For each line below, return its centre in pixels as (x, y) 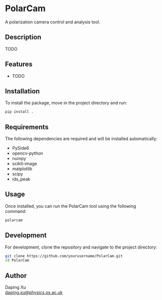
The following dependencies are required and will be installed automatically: (81, 139)
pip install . (19, 112)
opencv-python (27, 153)
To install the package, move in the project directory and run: (66, 103)
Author (16, 275)
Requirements (27, 127)
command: (16, 211)
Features (19, 64)
